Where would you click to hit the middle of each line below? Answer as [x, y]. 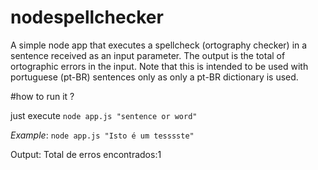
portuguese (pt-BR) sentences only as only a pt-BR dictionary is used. [154, 77]
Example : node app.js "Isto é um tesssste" [102, 135]
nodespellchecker [87, 17]
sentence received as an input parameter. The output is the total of [148, 55]
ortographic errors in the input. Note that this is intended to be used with [159, 66]
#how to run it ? [42, 96]
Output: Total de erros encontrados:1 [86, 154]
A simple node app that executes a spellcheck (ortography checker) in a [159, 45]
